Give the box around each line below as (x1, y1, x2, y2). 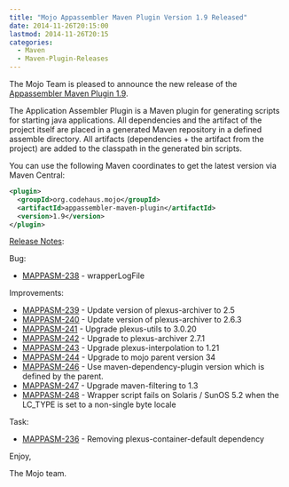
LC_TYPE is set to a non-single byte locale (21, 399, 176, 410)
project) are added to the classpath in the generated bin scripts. (9, 143, 242, 154)
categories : (9, 37, 53, 47)
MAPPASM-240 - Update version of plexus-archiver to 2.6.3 (21, 315, 242, 325)
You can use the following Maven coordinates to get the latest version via (9, 161, 277, 171)
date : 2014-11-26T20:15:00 (9, 21, 109, 30)
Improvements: (9, 288, 65, 299)
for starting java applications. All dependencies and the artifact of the (9, 115, 262, 125)
